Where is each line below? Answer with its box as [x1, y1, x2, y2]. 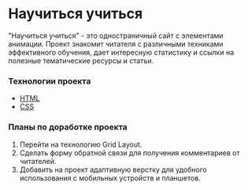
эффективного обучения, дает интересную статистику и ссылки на [8, 47, 235, 57]
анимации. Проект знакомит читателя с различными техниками [8, 39, 224, 48]
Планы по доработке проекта [8, 121, 128, 132]
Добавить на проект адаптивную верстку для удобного [19, 165, 207, 174]
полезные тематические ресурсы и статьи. [8, 56, 154, 65]
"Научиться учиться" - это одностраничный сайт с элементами [8, 31, 224, 40]
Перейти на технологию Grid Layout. [19, 140, 143, 149]
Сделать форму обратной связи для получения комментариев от [19, 147, 240, 158]
